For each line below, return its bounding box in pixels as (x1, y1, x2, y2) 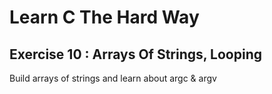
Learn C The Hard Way (9, 6, 200, 29)
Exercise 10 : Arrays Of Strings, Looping (9, 46, 263, 63)
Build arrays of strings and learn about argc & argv (9, 72, 217, 84)
